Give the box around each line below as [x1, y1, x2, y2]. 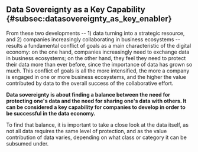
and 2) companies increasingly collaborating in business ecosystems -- [6, 35, 180, 43]
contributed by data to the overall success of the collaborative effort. [6, 80, 174, 87]
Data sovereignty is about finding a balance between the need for [6, 91, 170, 98]
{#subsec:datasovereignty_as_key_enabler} [6, 14, 173, 24]
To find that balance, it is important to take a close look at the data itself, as [6, 121, 189, 128]
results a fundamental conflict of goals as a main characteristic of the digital [6, 42, 191, 49]
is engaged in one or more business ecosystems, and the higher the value [6, 73, 186, 80]
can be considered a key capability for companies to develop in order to [6, 103, 186, 111]
